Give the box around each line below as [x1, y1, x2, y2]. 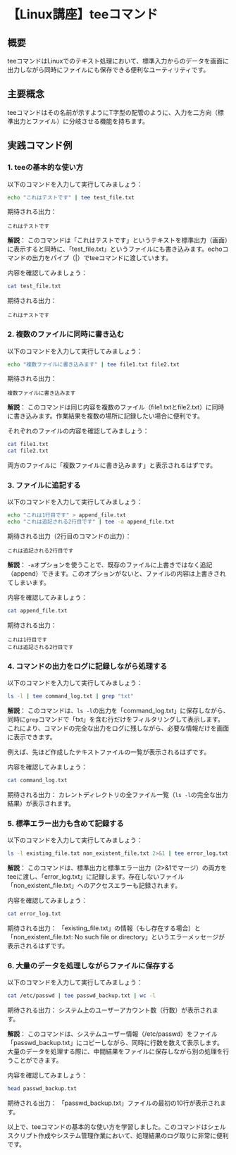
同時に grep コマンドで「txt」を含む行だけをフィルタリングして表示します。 [7, 715, 224, 724]
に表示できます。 [7, 733, 56, 741]
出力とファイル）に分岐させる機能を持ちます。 [13, 117, 149, 125]
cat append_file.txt [7, 607, 68, 614]
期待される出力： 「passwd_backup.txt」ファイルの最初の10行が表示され [7, 1099, 221, 1107]
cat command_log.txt [7, 777, 68, 784]
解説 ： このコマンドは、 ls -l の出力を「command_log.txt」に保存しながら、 [7, 706, 230, 715]
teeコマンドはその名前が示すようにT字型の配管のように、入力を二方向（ [7, 108, 218, 116]
